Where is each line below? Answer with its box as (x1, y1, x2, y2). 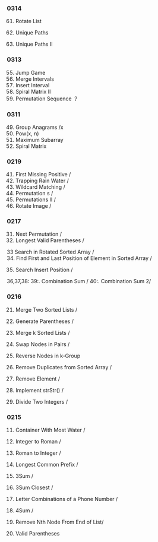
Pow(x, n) (15, 129, 39, 137)
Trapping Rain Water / (15, 177, 69, 185)
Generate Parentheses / (15, 318, 74, 325)
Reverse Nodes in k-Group (15, 352, 81, 359)
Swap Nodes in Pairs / (15, 340, 70, 348)
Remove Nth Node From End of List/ (15, 518, 104, 526)
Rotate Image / (15, 202, 52, 210)
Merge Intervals (15, 75, 54, 83)
